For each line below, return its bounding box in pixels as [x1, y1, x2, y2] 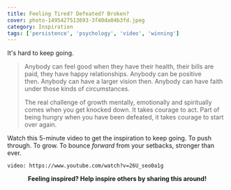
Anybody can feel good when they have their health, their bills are [24, 62, 214, 71]
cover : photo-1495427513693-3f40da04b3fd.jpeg [7, 17, 145, 24]
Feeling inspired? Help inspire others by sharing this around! [27, 175, 207, 183]
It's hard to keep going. [7, 49, 74, 57]
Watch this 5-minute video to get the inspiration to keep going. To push [7, 134, 211, 142]
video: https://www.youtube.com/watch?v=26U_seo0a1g [7, 162, 164, 170]
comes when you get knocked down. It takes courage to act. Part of [24, 105, 220, 114]
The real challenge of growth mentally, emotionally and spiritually [24, 98, 212, 107]
